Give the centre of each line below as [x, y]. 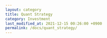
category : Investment [28, 19]
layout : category [23, 10]
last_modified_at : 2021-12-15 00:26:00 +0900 [54, 23]
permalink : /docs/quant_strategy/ [41, 28]
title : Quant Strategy [29, 14]
